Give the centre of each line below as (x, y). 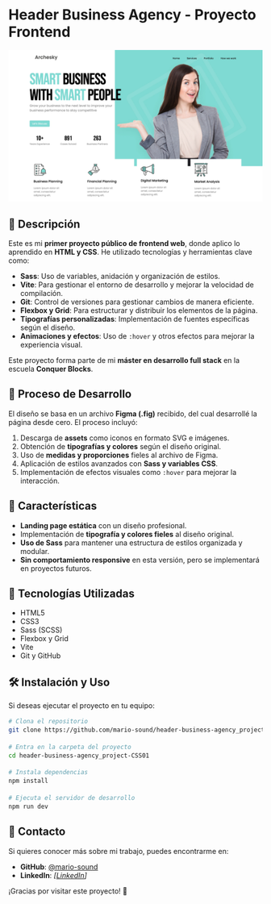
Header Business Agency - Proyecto (132, 15)
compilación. (41, 293)
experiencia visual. (51, 344)
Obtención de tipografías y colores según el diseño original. (121, 446)
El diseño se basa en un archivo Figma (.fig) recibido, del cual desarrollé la (133, 414)
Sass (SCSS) (41, 630)
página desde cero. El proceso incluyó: (73, 422)
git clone (25, 730)
